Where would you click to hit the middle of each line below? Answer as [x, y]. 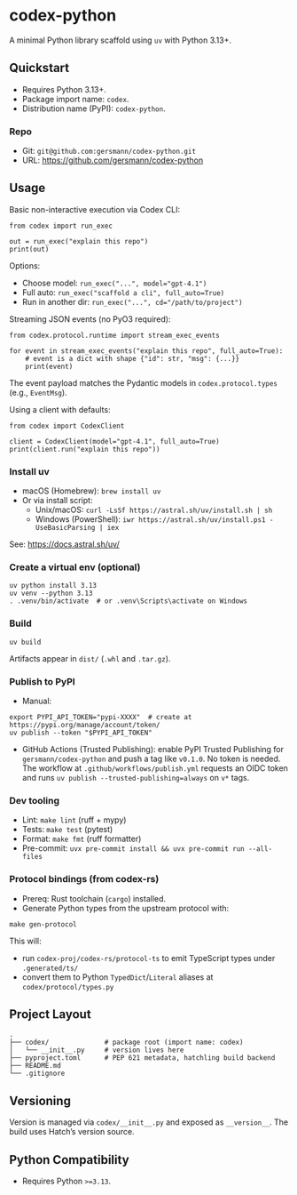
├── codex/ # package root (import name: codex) [126, 1043]
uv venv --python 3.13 [51, 593]
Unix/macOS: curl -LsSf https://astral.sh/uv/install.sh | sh [154, 510]
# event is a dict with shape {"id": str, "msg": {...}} [133, 358]
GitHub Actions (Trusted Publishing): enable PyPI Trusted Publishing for [153, 750]
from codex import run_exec [61, 226]
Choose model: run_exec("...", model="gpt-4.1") [114, 283]
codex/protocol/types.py [68, 987]
